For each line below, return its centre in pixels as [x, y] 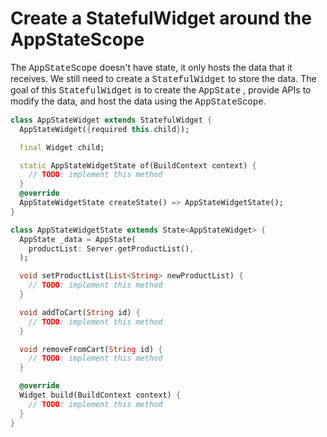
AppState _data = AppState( [78, 239]
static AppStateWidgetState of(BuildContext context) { [138, 165]
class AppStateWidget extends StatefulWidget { [111, 120]
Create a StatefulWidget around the [161, 18]
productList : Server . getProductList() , [111, 248]
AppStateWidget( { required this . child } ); [104, 129]
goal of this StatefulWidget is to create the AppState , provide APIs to [161, 89]
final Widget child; [62, 147]
